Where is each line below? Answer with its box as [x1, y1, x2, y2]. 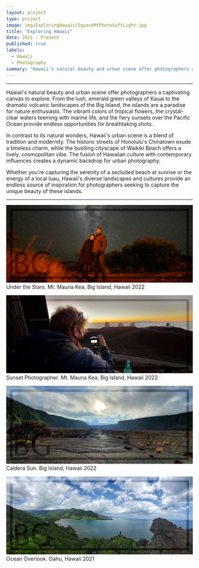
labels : [6, 48, 25, 53]
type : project [6, 15, 41, 22]
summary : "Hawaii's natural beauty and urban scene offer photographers [6, 66, 190, 72]
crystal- [165, 108, 184, 115]
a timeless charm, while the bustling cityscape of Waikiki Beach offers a [6, 144, 182, 152]
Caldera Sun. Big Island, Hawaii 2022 [6, 464, 97, 472]
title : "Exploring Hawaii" [6, 29, 73, 34]
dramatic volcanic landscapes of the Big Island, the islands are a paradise [6, 101, 186, 108]
